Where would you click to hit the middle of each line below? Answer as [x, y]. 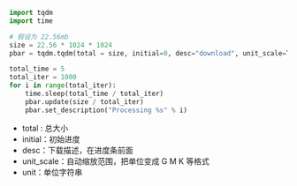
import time [31, 21]
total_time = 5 [37, 69]
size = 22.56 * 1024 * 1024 [61, 45]
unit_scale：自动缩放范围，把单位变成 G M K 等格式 [115, 161]
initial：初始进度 [51, 139]
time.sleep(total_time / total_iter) [95, 93]
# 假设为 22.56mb [39, 37]
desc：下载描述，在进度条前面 [77, 150]
